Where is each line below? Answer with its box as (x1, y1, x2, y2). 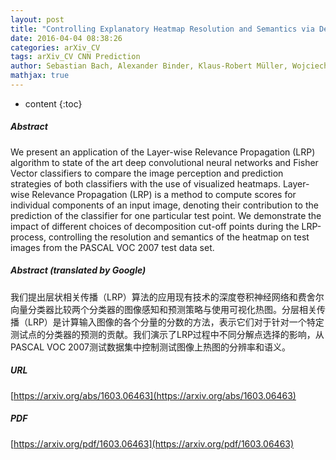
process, (10, 231, 47, 243)
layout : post (10, 14, 65, 25)
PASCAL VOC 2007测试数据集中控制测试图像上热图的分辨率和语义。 (10, 341, 291, 353)
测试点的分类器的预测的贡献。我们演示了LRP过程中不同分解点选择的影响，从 (10, 328, 325, 340)
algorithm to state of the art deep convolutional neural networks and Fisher (10, 156, 319, 168)
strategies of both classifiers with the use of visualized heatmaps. (10, 177, 281, 190)
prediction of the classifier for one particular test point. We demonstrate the (10, 209, 322, 221)
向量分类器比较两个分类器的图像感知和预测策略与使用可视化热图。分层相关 (10, 303, 317, 315)
